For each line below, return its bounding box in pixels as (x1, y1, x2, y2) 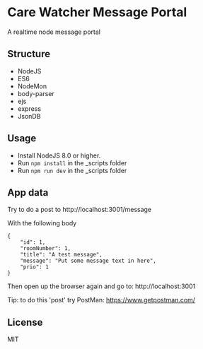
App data (7, 187, 49, 199)
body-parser (17, 89, 54, 97)
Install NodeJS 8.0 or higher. (17, 151, 101, 160)
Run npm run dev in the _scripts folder (17, 166, 127, 174)
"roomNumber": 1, (20, 245, 71, 252)
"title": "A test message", (20, 252, 103, 259)
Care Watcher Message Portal (7, 4, 187, 20)
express (17, 104, 41, 113)
